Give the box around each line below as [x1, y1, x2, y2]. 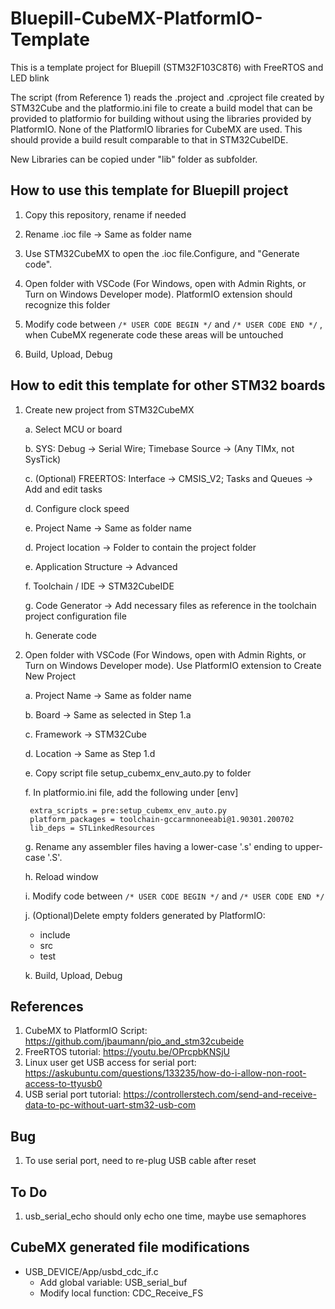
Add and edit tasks [24, 483, 103, 495]
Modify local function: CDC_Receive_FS [39, 1287, 204, 1299]
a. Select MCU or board [24, 423, 123, 435]
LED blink [10, 72, 50, 84]
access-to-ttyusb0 [24, 1078, 103, 1090]
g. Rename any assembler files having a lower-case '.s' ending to [24, 840, 293, 852]
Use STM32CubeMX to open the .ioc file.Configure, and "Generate [24, 247, 300, 259]
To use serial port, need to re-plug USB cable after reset [24, 1155, 257, 1167]
